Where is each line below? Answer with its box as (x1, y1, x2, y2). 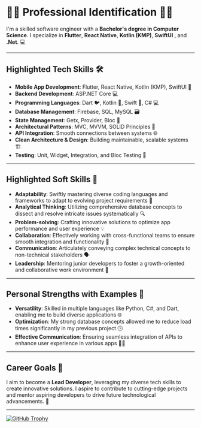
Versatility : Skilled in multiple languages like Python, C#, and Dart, (14, 305, 179, 312)
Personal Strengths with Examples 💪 (6, 289, 145, 299)
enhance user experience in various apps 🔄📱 (14, 340, 126, 347)
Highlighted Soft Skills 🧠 (6, 174, 98, 185)
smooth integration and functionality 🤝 (14, 238, 109, 245)
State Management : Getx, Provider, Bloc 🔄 (14, 116, 121, 123)
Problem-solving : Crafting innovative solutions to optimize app (14, 218, 170, 225)
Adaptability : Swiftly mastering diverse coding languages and (14, 190, 168, 197)
